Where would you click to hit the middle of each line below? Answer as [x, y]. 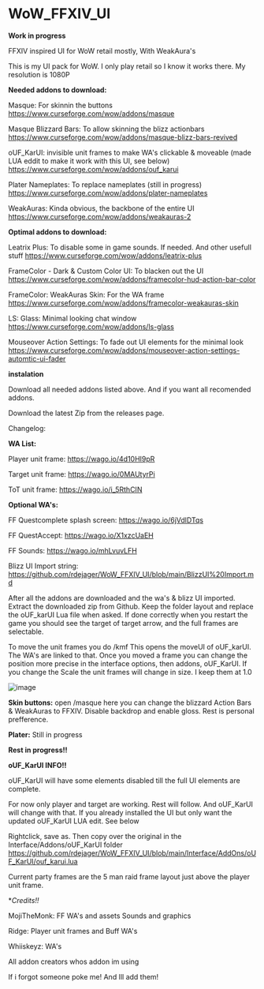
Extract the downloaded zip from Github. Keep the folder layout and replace [131, 606]
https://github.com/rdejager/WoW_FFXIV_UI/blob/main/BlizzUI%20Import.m [131, 574]
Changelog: [27, 428]
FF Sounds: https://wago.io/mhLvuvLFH [73, 550]
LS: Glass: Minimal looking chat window [73, 318]
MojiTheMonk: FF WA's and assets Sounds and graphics [100, 916]
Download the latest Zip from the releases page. [86, 413]
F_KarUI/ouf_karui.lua [43, 861]
